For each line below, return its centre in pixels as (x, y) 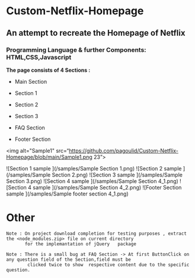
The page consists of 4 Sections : (48, 70)
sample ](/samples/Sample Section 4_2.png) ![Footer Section (107, 187)
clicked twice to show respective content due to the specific (108, 265)
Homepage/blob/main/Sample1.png (49, 157)
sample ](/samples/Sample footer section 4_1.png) (67, 194)
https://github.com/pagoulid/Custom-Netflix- (124, 150)
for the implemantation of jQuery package (80, 244)
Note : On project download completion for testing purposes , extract (96, 233)
